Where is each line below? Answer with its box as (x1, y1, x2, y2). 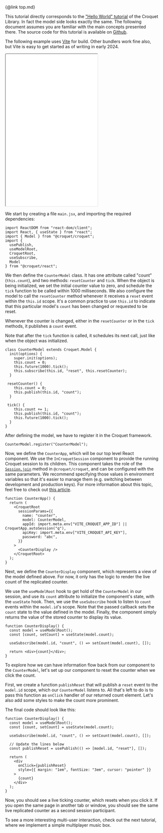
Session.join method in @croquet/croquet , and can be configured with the (5, 466, 154, 472)
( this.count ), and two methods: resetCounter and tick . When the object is (5, 278, 155, 283)
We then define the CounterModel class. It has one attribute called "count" (5, 272, 152, 278)
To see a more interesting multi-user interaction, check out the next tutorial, (5, 817, 157, 823)
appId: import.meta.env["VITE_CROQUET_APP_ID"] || (22, 522, 127, 527)
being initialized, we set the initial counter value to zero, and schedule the (5, 283, 152, 288)
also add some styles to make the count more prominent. (5, 698, 119, 703)
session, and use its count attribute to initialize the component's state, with (5, 594, 155, 599)
